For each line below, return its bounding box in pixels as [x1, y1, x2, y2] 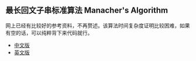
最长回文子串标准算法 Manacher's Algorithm [5, 5, 169, 16]
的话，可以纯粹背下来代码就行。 [15, 29, 93, 36]
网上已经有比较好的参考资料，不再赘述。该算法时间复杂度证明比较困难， [5, 22, 180, 29]
